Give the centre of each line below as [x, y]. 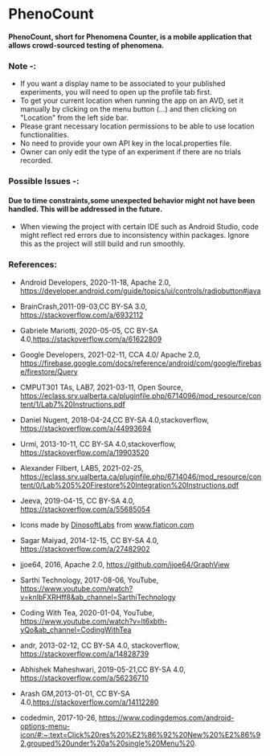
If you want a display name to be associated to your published [123, 84]
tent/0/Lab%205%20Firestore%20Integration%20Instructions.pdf [129, 485]
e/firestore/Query [49, 371]
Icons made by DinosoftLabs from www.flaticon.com [107, 525]
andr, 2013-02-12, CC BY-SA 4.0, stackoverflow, [100, 645]
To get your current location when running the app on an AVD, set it [131, 100]
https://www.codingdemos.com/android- [167, 717]
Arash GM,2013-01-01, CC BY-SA [75, 693]
